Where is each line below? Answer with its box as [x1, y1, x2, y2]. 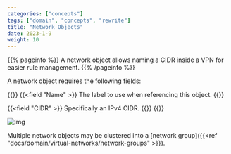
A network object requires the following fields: [7, 77, 142, 85]
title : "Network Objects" [7, 23, 83, 30]
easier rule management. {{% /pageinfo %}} [7, 63, 136, 72]
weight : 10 [7, 37, 39, 44]
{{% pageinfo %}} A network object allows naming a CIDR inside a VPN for [7, 56, 224, 64]
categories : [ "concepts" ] [7, 10, 83, 18]
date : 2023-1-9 [7, 30, 52, 37]
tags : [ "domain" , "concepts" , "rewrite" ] [7, 17, 131, 24]
